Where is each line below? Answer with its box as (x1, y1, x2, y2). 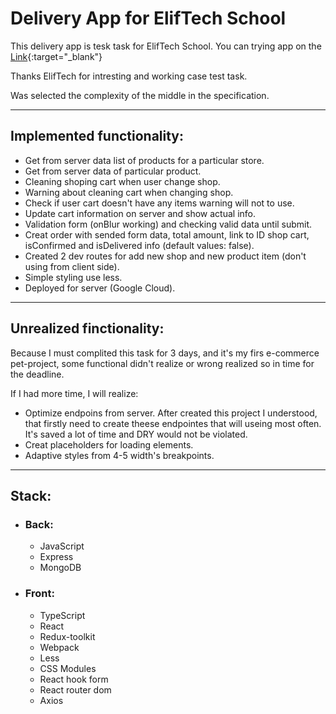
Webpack (39, 641, 80, 653)
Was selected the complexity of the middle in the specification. (10, 89, 270, 101)
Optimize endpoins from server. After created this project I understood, (24, 407, 318, 419)
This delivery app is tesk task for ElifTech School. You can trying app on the (10, 40, 322, 52)
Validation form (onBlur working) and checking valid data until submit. (24, 218, 313, 230)
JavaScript (39, 540, 85, 552)
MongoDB (39, 562, 82, 574)
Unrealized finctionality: (10, 320, 165, 337)
